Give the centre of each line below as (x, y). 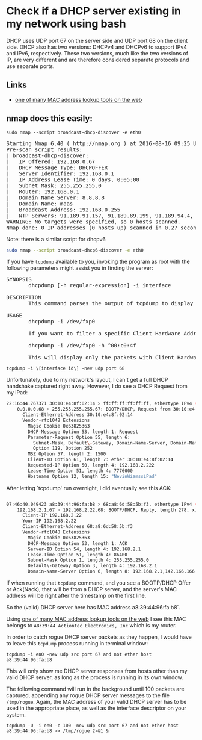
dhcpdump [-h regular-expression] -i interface (100, 285)
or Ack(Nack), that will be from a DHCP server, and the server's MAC (92, 589)
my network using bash (66, 24)
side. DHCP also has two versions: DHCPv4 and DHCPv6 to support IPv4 (97, 47)
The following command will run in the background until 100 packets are (95, 689)
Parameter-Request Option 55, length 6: (79, 437)
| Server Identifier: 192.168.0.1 (60, 173)
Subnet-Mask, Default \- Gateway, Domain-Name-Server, (100, 443)
